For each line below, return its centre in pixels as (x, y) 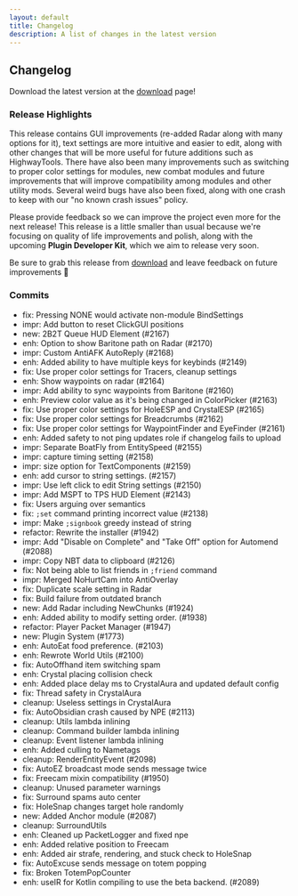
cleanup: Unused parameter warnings (92, 787)
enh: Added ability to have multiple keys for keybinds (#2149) (134, 362)
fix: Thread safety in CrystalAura (82, 693)
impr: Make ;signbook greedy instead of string (107, 522)
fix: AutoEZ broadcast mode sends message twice (114, 768)
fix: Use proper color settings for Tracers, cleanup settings (129, 371)
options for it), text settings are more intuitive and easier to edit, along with (146, 143)
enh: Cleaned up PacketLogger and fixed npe (105, 835)
